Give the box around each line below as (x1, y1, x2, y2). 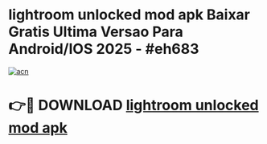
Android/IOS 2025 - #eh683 (8, 40, 199, 58)
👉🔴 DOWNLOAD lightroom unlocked (8, 97, 259, 114)
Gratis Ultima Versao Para (8, 23, 183, 41)
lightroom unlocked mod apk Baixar (8, 6, 251, 24)
